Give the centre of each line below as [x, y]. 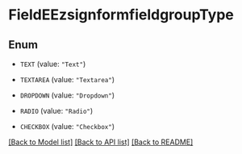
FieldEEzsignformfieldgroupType [121, 15]
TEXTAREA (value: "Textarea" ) [67, 79]
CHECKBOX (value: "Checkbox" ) [67, 126]
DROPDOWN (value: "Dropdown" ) [67, 95]
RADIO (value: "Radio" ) [56, 111]
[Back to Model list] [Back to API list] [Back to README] [101, 142]
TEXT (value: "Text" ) [53, 64]
